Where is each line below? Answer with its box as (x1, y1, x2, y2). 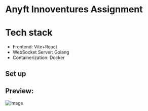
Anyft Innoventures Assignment (5, 4, 143, 15)
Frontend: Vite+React (12, 44, 57, 50)
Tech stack (5, 27, 53, 39)
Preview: (5, 87, 34, 95)
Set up (5, 69, 26, 78)
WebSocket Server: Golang (12, 49, 69, 55)
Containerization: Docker (12, 54, 65, 61)
